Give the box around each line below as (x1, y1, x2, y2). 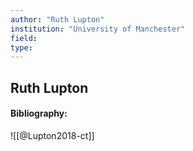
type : (10, 42, 33, 53)
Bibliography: (10, 107, 68, 120)
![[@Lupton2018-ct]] (10, 129, 95, 141)
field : (10, 33, 38, 43)
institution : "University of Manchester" (10, 24, 186, 34)
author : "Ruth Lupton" (10, 14, 105, 25)
